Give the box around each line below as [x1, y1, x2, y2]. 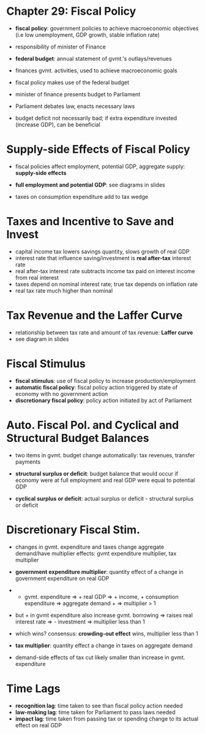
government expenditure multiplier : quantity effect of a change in [15, 568, 184, 575]
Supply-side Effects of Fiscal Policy [6, 142, 191, 156]
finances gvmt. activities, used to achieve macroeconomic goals [15, 66, 177, 74]
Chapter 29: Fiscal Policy [6, 4, 136, 18]
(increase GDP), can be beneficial [15, 121, 101, 128]
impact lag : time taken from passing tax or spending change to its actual [15, 715, 199, 722]
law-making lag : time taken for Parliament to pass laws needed [15, 708, 176, 716]
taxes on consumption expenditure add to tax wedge [15, 193, 149, 200]
